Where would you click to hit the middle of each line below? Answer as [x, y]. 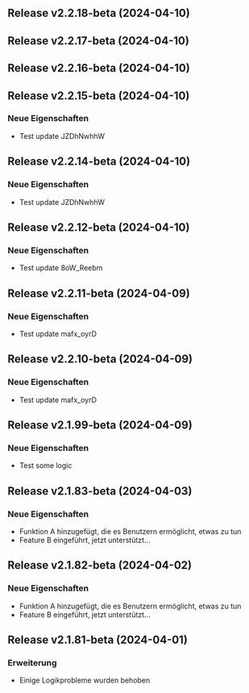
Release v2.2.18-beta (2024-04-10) [99, 13]
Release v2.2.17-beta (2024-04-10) [99, 41]
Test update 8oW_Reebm [61, 268]
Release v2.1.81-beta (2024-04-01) [98, 640]
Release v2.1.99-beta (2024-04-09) [100, 425]
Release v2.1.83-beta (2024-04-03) [100, 491]
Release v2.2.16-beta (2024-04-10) [99, 68]
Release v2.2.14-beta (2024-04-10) [99, 162]
